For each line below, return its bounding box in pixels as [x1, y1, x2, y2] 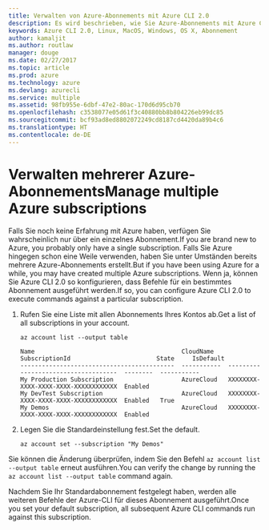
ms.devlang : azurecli [8, 86, 81, 94]
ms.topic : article [8, 64, 70, 72]
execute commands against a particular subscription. [8, 294, 184, 303]
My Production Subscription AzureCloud [19, 375, 218, 383]
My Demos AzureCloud [19, 404, 218, 412]
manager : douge [8, 49, 59, 57]
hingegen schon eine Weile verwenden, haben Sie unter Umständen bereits [8, 251, 258, 261]
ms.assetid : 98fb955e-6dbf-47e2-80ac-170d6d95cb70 [8, 101, 181, 109]
